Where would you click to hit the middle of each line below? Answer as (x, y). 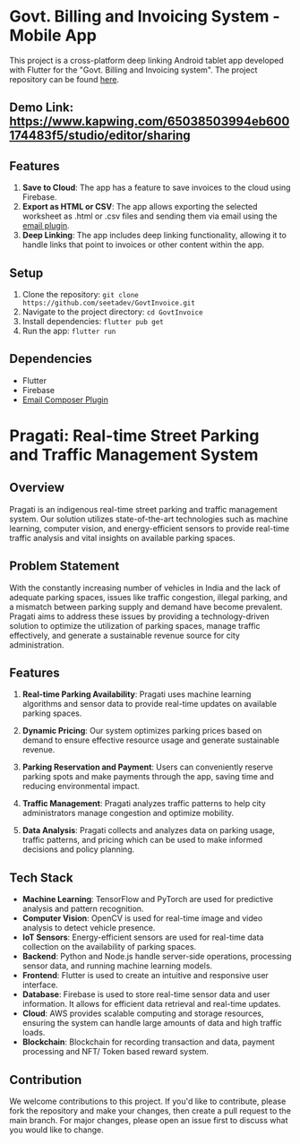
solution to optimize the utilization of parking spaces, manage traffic (135, 625)
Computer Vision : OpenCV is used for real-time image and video (142, 918)
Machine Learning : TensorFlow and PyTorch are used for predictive (148, 899)
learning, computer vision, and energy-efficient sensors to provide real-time (149, 528)
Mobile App (53, 35)
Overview (37, 488)
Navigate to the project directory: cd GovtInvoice (112, 312)
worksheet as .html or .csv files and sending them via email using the (150, 216)
